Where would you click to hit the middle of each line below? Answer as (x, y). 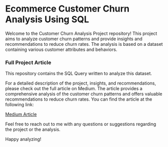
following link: (20, 105)
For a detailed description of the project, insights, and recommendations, (81, 83)
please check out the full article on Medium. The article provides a (74, 89)
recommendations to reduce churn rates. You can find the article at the (79, 99)
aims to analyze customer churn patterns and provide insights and (74, 39)
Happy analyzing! (23, 139)
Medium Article (21, 114)
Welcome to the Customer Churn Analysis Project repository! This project (81, 33)
